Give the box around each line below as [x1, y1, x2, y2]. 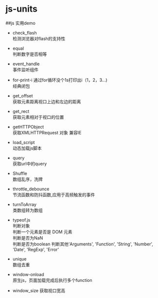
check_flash [12, 30, 37, 36]
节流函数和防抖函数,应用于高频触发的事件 [12, 191, 95, 198]
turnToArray [12, 201, 37, 207]
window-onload [12, 271, 44, 277]
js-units [5, 3, 38, 15]
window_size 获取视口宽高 [12, 287, 65, 293]
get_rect [12, 108, 30, 114]
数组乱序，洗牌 [12, 176, 43, 182]
